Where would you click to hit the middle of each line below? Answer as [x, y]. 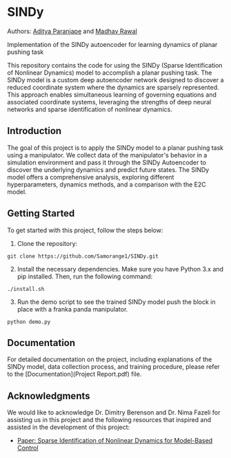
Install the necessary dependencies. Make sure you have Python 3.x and [120, 269]
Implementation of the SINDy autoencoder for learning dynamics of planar [112, 44]
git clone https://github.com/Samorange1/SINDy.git [83, 256]
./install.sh [26, 289]
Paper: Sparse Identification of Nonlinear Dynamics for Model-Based [115, 441]
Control [28, 448]
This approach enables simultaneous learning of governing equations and [112, 95]
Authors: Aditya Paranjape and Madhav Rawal [72, 31]
